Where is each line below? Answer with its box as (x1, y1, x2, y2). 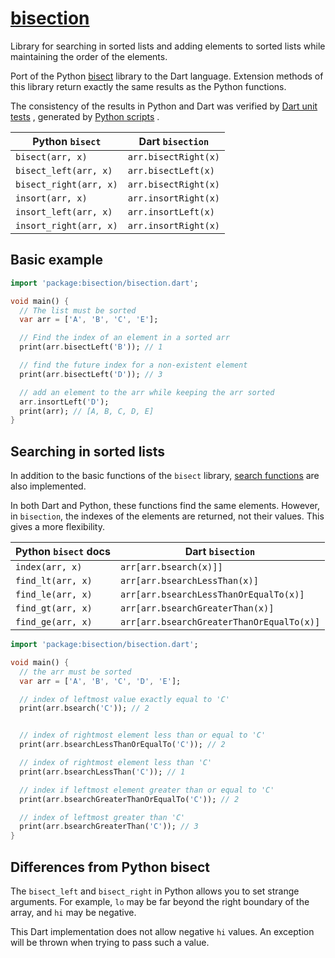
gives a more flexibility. (10, 521, 105, 533)
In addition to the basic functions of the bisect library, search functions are (10, 470, 320, 482)
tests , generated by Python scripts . (10, 110, 160, 122)
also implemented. (10, 480, 87, 492)
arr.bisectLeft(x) (127, 165, 215, 176)
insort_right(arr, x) (15, 220, 118, 231)
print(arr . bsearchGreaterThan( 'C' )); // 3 (19, 822, 199, 832)
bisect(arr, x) (15, 151, 88, 162)
